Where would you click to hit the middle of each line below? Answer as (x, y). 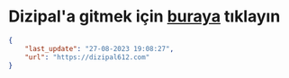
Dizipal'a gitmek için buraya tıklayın (144, 17)
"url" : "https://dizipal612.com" (87, 57)
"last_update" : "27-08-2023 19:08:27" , (99, 48)
